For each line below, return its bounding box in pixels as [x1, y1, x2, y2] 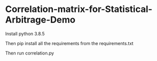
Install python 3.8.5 [5, 30, 45, 36]
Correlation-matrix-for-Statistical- [5, 3, 152, 15]
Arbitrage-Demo [5, 14, 75, 25]
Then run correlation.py [5, 50, 54, 56]
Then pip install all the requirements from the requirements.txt [5, 40, 134, 46]
